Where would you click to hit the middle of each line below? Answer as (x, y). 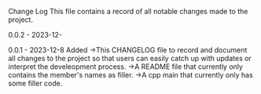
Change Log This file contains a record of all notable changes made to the (128, 11)
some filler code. (35, 83)
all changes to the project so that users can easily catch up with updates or (130, 58)
